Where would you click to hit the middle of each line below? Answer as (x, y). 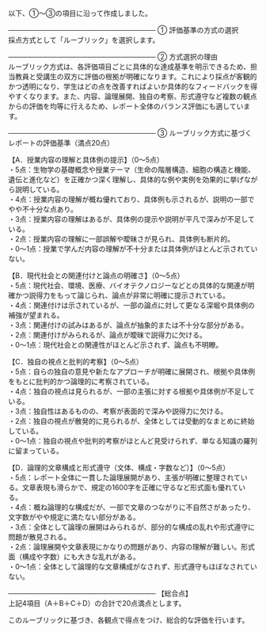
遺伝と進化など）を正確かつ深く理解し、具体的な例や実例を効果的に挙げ (126, 179)
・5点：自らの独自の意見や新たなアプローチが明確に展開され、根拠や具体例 (132, 371)
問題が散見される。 (40, 537)
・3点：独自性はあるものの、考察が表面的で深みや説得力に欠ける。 (118, 411)
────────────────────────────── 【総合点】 (100, 593)
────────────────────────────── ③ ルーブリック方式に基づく (130, 133)
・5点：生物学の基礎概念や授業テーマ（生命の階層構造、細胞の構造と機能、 (132, 169)
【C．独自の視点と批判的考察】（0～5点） (76, 362)
